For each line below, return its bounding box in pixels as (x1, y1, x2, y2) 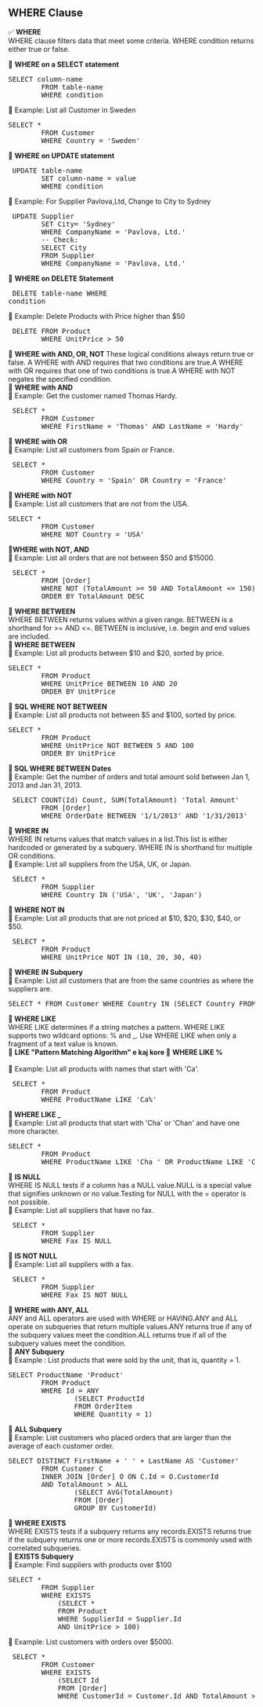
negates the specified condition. (8, 374, 112, 383)
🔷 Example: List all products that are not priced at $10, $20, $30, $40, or (8, 913, 241, 922)
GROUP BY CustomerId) (74, 1504, 157, 1512)
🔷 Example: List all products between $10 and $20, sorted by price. (8, 648, 225, 658)
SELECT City (41, 243, 88, 252)
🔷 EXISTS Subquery (8, 1551, 74, 1561)
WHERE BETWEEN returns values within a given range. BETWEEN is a (8, 614, 233, 624)
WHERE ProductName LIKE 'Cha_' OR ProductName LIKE (41, 1157, 244, 1166)
